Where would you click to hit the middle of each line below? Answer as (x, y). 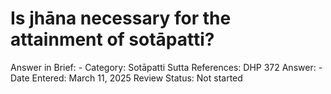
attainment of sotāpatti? (112, 39)
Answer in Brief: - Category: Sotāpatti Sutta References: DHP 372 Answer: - (166, 67)
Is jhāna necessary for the (121, 18)
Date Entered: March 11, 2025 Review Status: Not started (126, 78)
